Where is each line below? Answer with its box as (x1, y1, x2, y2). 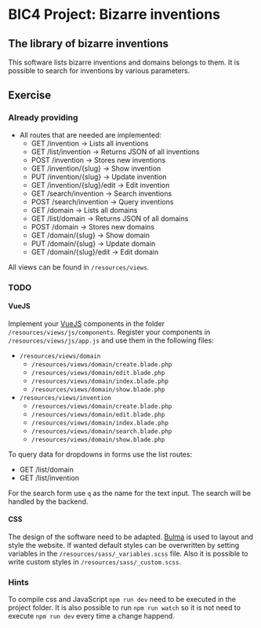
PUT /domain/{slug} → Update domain (31, 238, 156, 248)
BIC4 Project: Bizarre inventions (8, 6, 221, 24)
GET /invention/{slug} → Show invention (31, 163, 161, 173)
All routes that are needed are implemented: (19, 130, 162, 139)
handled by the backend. (8, 497, 89, 506)
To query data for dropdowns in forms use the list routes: (8, 450, 193, 459)
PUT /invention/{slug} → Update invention (31, 171, 167, 182)
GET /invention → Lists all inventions (31, 138, 149, 148)
